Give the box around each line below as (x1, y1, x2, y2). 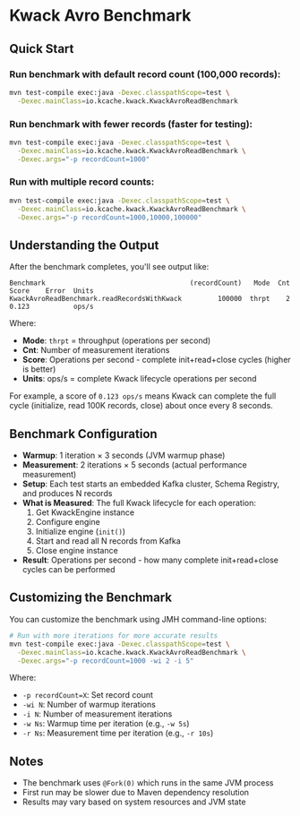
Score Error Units (9, 287, 94, 296)
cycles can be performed (21, 564, 116, 575)
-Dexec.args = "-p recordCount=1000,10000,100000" (17, 212, 202, 222)
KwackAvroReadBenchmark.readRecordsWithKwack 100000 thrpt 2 (9, 295, 291, 304)
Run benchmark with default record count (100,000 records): (9, 68, 281, 81)
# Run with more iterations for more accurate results (9, 631, 219, 640)
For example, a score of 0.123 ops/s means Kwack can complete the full (9, 391, 277, 401)
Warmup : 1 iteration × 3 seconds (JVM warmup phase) (21, 450, 226, 461)
